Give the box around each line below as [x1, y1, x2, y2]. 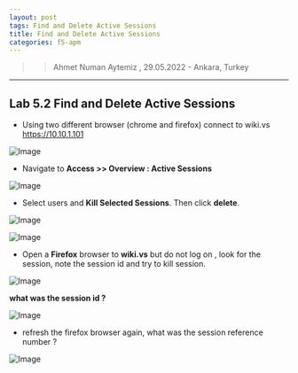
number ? [21, 337, 58, 347]
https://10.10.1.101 [21, 129, 84, 140]
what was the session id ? [9, 293, 106, 304]
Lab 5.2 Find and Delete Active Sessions [9, 96, 236, 111]
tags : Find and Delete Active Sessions [9, 21, 157, 30]
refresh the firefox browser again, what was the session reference [21, 327, 263, 338]
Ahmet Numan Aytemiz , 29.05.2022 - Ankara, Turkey [52, 62, 249, 73]
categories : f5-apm [9, 37, 82, 47]
